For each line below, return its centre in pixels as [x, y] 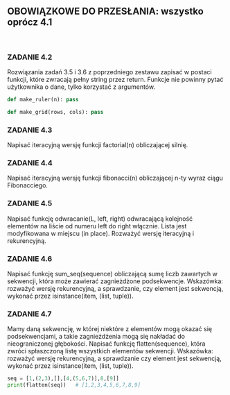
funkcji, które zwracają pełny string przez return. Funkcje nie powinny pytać [115, 80]
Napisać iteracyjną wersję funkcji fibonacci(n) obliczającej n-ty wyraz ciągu [115, 178]
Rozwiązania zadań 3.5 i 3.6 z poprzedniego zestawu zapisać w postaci [110, 72]
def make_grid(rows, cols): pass [55, 112]
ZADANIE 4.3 [30, 130]
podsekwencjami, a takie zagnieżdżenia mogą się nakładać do [96, 337]
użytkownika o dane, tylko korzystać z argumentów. [81, 87]
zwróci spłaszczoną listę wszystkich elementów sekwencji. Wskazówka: [110, 351]
